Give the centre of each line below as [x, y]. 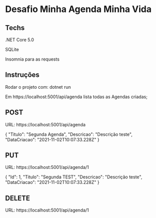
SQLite [12, 49]
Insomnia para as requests [32, 59]
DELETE [18, 198]
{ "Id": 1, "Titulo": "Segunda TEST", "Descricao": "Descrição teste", [74, 177]
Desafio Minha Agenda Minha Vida [78, 9]
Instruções [22, 75]
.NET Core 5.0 [20, 40]
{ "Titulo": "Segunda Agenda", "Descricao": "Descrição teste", [69, 134]
